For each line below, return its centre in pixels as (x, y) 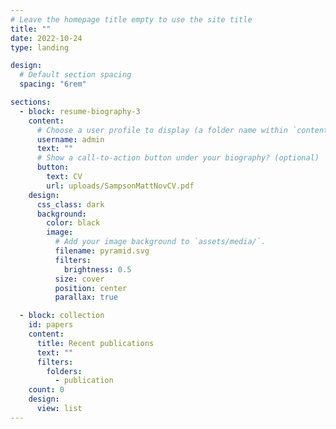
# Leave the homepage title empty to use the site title (131, 19)
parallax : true (86, 297)
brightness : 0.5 (97, 269)
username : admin (70, 139)
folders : (64, 371)
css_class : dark (70, 204)
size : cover (79, 279)
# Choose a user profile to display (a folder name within (162, 130)
